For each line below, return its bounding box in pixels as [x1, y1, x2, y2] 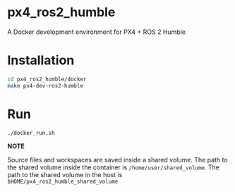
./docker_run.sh [7, 129, 55, 136]
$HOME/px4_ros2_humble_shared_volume [7, 178, 119, 186]
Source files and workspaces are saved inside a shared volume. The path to [7, 156, 228, 164]
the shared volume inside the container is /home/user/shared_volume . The [7, 163, 220, 172]
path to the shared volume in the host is [7, 171, 123, 179]
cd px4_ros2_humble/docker [7, 76, 87, 83]
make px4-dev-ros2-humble [7, 82, 83, 89]
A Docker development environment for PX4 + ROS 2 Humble [7, 28, 186, 36]
